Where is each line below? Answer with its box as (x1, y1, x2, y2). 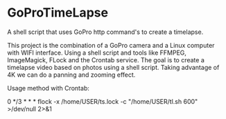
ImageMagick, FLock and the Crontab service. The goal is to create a (7, 55, 205, 64)
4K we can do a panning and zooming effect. (7, 71, 136, 79)
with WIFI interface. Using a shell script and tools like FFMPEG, (7, 48, 187, 57)
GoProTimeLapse (7, 5, 109, 21)
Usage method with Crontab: (7, 84, 90, 92)
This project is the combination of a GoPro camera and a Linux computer (7, 41, 215, 49)
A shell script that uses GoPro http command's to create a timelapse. (7, 28, 204, 36)
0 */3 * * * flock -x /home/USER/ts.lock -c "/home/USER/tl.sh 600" (7, 97, 198, 105)
